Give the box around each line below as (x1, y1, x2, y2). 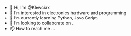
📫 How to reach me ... (9, 26, 55, 31)
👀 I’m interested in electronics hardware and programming (9, 10, 127, 16)
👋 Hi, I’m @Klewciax (9, 5, 50, 10)
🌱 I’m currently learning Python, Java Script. (9, 15, 98, 20)
